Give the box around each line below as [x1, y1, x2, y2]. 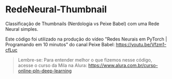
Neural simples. [5, 26, 39, 32]
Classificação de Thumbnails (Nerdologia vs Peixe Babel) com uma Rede [5, 21, 160, 27]
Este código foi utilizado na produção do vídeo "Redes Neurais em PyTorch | [5, 36, 167, 42]
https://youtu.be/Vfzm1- [116, 41, 167, 47]
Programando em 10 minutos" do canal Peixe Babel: [5, 41, 115, 47]
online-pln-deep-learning [17, 68, 72, 74]
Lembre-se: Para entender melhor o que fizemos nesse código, [17, 56, 152, 63]
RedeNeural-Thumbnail [5, 4, 107, 15]
